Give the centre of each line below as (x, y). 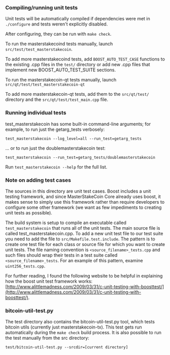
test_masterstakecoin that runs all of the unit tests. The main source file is (83, 228)
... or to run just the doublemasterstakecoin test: (55, 148)
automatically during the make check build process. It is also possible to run (83, 333)
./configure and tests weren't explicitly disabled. (57, 24)
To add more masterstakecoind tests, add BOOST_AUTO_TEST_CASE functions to (85, 59)
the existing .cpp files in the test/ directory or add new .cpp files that (78, 65)
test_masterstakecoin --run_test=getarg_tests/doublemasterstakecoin (80, 157)
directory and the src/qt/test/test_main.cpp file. (57, 100)
